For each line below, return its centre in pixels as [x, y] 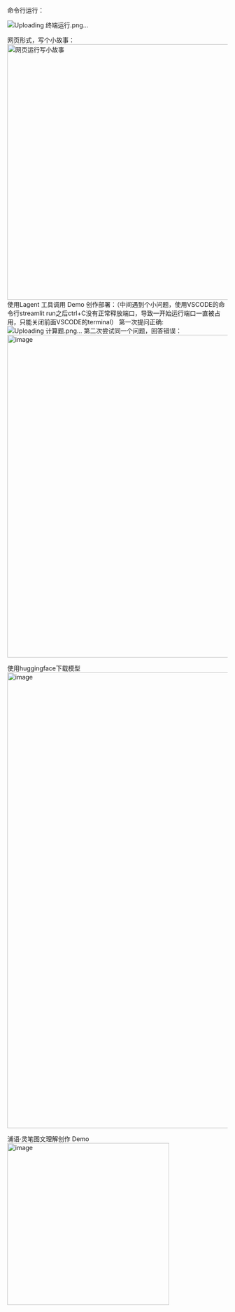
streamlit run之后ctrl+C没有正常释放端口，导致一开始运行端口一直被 [117, 313]
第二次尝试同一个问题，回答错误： [133, 331]
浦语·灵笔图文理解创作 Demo [48, 1139]
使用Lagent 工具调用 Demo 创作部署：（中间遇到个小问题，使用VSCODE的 [113, 304]
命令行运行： [26, 10]
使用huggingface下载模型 [44, 668]
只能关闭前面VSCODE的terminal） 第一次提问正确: [92, 322]
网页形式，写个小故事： [41, 40]
